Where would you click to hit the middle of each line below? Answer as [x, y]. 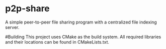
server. [12, 27]
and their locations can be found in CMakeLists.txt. [57, 42]
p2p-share [27, 9]
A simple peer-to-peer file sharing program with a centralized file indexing [81, 22]
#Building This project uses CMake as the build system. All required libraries [83, 37]
